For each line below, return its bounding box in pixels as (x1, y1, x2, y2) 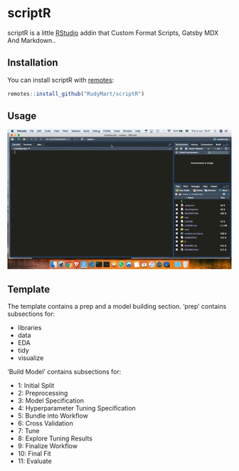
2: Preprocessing (17, 389, 68, 398)
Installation (7, 57, 58, 69)
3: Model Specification (17, 396, 84, 405)
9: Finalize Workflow (17, 442, 78, 450)
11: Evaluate (17, 457, 52, 465)
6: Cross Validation (17, 419, 73, 428)
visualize (17, 354, 44, 362)
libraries (17, 324, 42, 332)
